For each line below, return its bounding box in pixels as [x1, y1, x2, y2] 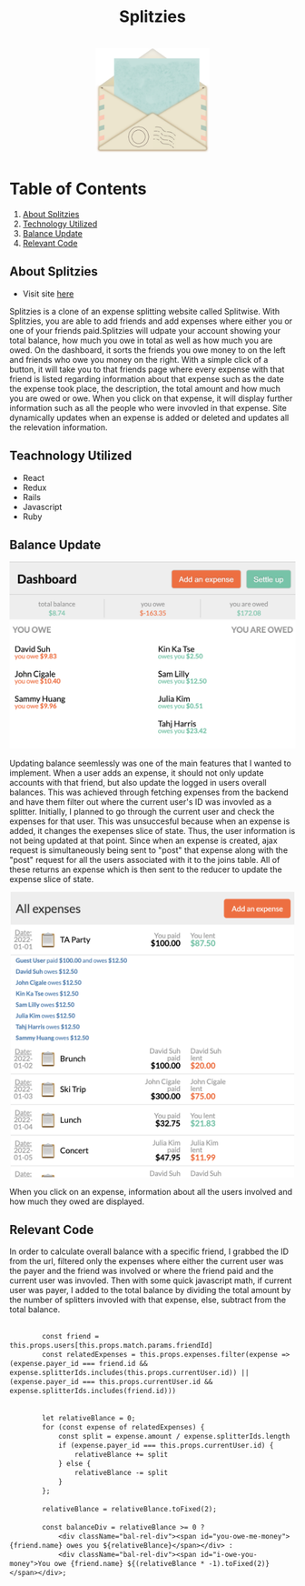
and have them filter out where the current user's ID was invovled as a [9, 796, 272, 807]
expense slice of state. [9, 873, 94, 884]
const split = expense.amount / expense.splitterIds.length [57, 1432, 290, 1441]
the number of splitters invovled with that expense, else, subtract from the [9, 1294, 287, 1306]
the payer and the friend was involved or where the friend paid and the [9, 1266, 274, 1277]
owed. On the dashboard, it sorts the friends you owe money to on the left [9, 344, 286, 356]
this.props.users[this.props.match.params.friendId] [9, 1341, 213, 1350]
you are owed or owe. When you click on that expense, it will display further [9, 393, 293, 404]
